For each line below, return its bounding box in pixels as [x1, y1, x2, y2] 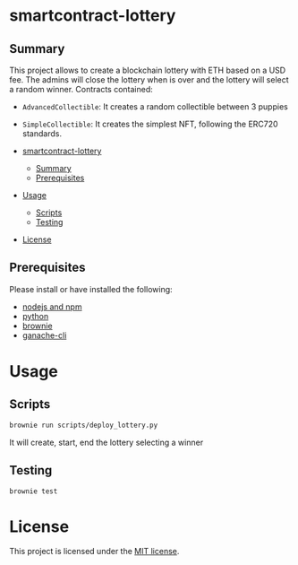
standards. [21, 128, 63, 139]
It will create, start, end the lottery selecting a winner [9, 437, 204, 448]
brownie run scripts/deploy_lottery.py [9, 421, 158, 430]
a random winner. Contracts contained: [9, 84, 154, 94]
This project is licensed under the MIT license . [9, 546, 180, 557]
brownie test [9, 486, 58, 496]
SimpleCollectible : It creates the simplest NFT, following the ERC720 [21, 118, 279, 129]
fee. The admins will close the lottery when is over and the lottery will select [9, 74, 289, 85]
